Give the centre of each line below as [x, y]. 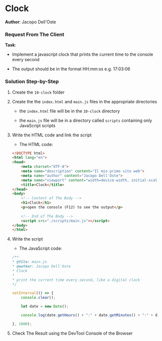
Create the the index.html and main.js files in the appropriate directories [84, 101]
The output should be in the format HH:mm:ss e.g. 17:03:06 [71, 69]
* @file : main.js [29, 262]
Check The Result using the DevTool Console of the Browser [72, 333]
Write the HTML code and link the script [52, 135]
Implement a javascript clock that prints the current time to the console [82, 54]
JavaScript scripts [37, 125]
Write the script [27, 239]
